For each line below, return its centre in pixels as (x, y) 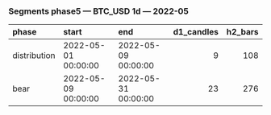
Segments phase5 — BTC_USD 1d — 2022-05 (99, 11)
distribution (34, 55)
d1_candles (196, 32)
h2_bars (242, 32)
